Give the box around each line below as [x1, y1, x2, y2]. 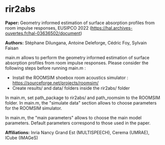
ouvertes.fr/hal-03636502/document [5, 30, 81, 36]
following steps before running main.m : [5, 65, 86, 71]
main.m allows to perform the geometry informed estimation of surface [5, 54, 150, 60]
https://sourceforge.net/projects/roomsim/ [12, 80, 99, 86]
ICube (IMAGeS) [5, 135, 39, 141]
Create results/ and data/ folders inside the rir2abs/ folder [12, 85, 130, 91]
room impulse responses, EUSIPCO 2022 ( [5, 25, 92, 31]
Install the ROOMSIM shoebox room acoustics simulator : [12, 74, 128, 80]
